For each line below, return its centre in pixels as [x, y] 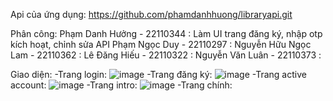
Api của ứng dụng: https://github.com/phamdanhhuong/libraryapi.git [151, 14]
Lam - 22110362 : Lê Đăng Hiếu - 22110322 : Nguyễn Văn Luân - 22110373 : [166, 55]
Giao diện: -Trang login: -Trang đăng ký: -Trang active [158, 74]
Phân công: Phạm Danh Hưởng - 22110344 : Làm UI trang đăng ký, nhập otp [166, 33]
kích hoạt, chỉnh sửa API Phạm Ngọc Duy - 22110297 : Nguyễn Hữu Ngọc [161, 44]
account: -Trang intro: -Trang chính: [121, 85]
